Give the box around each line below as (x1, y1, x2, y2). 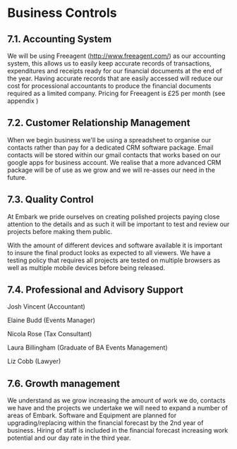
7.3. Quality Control (7, 194, 94, 206)
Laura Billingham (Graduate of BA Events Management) (7, 343, 168, 352)
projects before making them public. (7, 227, 113, 235)
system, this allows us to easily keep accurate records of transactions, (7, 59, 212, 68)
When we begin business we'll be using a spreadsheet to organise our (7, 135, 212, 144)
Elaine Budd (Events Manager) (7, 316, 96, 325)
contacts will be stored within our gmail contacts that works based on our (7, 150, 221, 159)
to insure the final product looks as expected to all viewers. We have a (7, 248, 211, 257)
